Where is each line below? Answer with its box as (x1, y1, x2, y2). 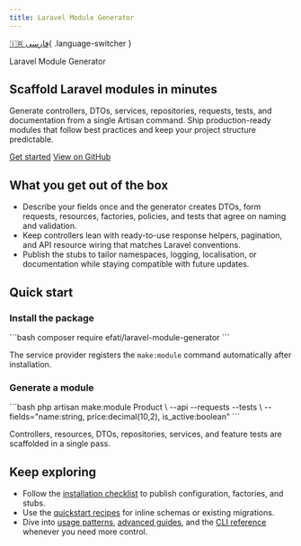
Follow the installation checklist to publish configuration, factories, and (22, 489, 284, 499)
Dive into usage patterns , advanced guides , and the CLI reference (22, 517, 267, 528)
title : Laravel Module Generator (9, 13, 135, 22)
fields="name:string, (9, 411, 85, 422)
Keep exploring (9, 464, 97, 480)
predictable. (9, 134, 54, 145)
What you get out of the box (9, 177, 169, 193)
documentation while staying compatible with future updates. (22, 259, 250, 269)
